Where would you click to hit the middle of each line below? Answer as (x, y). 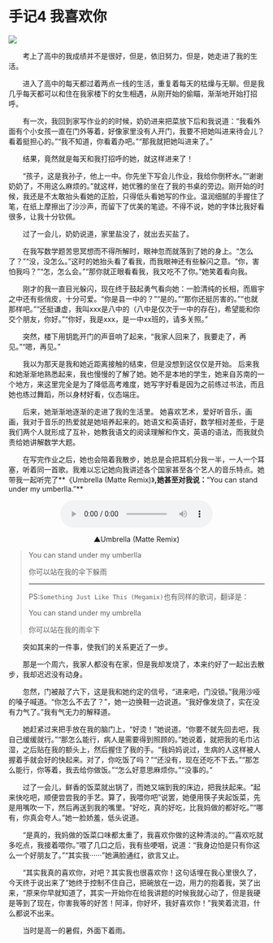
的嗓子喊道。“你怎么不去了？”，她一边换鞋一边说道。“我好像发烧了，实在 (131, 702)
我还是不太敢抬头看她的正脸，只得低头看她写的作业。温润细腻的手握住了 (143, 196)
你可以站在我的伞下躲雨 (67, 571)
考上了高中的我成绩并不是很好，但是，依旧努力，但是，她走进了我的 (136, 56)
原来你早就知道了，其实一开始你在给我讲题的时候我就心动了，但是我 (140, 893)
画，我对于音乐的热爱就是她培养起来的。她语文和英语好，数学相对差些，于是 (136, 422)
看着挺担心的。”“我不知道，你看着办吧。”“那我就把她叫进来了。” (110, 141)
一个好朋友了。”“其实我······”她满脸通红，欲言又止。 (99, 855)
